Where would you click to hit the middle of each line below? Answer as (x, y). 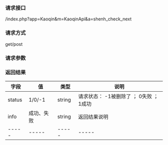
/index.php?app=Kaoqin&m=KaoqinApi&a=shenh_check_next (68, 19)
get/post (14, 44)
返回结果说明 (93, 117)
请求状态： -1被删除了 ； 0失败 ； (118, 96)
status (15, 100)
